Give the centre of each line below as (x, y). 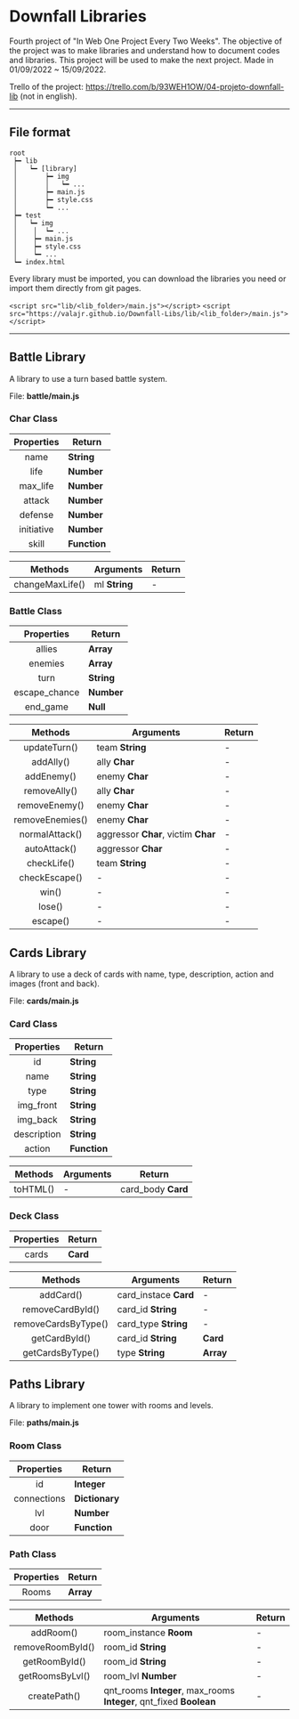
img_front (37, 1106)
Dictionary (97, 1498)
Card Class (33, 1024)
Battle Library (48, 357)
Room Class (36, 1446)
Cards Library (48, 953)
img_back (37, 1120)
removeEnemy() (51, 806)
